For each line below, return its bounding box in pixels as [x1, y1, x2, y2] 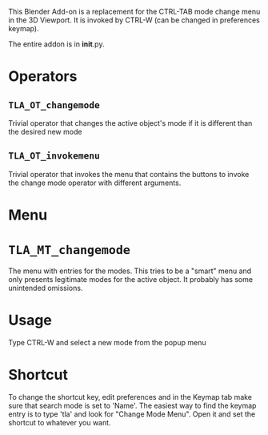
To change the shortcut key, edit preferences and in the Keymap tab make [8, 392, 253, 401]
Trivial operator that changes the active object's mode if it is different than [8, 119, 253, 127]
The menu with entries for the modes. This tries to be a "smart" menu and [8, 266, 252, 276]
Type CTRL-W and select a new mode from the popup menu [8, 337, 206, 347]
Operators [8, 67, 78, 86]
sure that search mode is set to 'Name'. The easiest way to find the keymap [8, 401, 257, 410]
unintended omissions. [8, 283, 83, 292]
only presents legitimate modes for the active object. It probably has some [8, 274, 254, 284]
